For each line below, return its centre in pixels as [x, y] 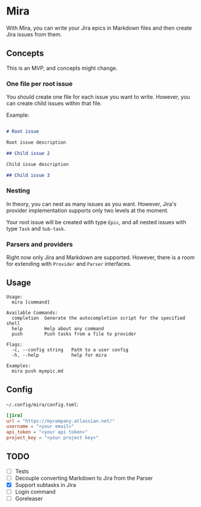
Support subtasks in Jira [45, 485]
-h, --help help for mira [59, 355]
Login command [35, 492]
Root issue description [36, 142]
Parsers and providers [40, 244]
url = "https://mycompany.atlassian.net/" [61, 421]
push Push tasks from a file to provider [74, 334]
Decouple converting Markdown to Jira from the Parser [84, 478]
